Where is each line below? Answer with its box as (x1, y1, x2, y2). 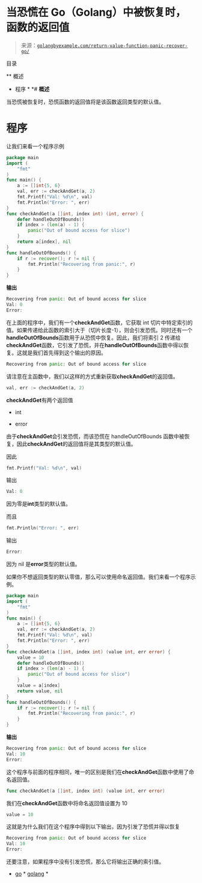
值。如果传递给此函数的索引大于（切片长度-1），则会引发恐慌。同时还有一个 (6, 326, 193, 333)
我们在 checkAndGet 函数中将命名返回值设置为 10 (6, 799, 128, 806)
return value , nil (17, 688, 63, 694)
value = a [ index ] (17, 682, 61, 688)
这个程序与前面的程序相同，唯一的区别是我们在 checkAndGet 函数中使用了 (6, 768, 189, 775)
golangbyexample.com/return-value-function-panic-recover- (37, 43, 188, 49)
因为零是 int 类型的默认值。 (6, 500, 71, 507)
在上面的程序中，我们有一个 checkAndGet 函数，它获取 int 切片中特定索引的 (6, 319, 193, 326)
